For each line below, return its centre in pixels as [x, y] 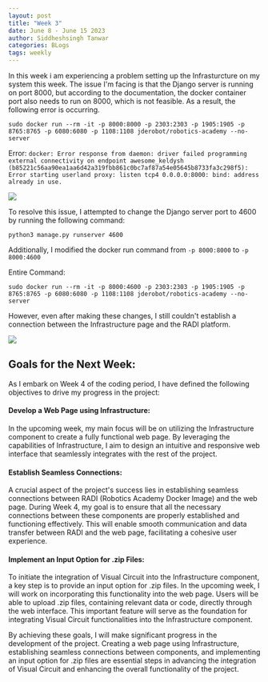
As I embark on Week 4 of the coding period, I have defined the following [129, 383]
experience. [28, 541]
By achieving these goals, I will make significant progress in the [113, 635]
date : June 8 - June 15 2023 [57, 30]
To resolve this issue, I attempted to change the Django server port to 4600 [132, 212]
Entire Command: [37, 272]
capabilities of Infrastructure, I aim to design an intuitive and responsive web [134, 446]
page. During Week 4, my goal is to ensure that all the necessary [115, 507]
